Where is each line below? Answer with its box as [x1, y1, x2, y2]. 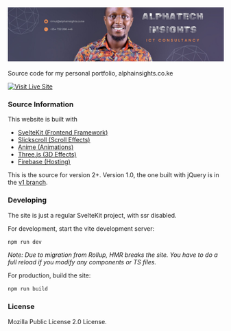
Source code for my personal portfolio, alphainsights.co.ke [8, 69, 173, 77]
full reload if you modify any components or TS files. [8, 258, 157, 266]
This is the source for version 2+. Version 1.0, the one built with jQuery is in [8, 171, 219, 179]
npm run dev [8, 238, 42, 245]
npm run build [8, 286, 49, 293]
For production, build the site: [8, 271, 91, 279]
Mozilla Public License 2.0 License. [8, 317, 107, 326]
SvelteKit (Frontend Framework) [17, 128, 108, 137]
